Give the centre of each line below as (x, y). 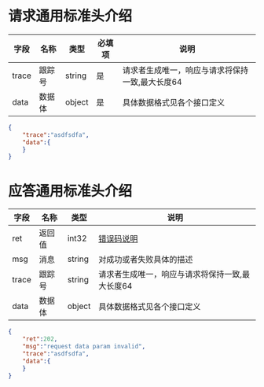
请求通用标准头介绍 (70, 16)
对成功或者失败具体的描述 (145, 260)
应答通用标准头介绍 (70, 191)
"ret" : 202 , (40, 339)
